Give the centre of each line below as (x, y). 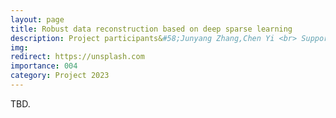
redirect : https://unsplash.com (77, 57)
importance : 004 (44, 66)
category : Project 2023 (60, 76)
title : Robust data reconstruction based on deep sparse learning (151, 29)
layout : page (37, 19)
